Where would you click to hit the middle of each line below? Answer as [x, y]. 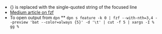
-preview [19, 22]
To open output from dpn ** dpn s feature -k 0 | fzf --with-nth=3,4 [81, 17]
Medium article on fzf [32, 12]
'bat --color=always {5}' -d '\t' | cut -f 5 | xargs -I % [92, 22]
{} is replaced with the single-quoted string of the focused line [73, 7]
